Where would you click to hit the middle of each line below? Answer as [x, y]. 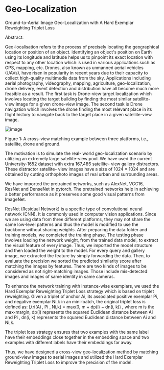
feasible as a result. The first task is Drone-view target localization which [79, 94]
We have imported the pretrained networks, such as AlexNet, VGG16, [75, 184]
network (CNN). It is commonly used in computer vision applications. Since [81, 214]
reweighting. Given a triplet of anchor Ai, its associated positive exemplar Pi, [82, 296]
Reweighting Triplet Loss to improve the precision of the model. [69, 362]
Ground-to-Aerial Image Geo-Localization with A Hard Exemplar [69, 23]
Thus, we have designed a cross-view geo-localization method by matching [82, 352]
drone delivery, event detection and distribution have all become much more [82, 88]
